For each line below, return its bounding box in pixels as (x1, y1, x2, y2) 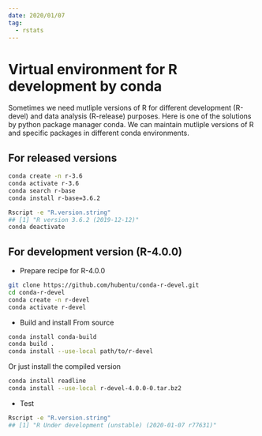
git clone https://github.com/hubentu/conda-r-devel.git (8, 281, 200, 289)
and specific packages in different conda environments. (8, 128, 189, 138)
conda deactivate (8, 223, 65, 231)
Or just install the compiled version (8, 362, 121, 371)
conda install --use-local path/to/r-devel (8, 348, 154, 355)
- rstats (15, 26, 44, 34)
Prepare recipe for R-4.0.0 (19, 266, 105, 276)
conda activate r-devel (8, 303, 87, 311)
